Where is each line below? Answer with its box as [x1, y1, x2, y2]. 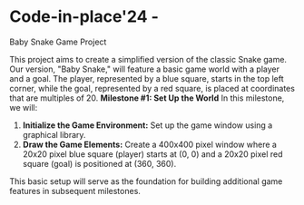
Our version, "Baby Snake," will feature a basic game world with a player [9, 63, 279, 74]
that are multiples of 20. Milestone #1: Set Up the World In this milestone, [9, 93, 285, 103]
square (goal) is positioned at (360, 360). [22, 158, 177, 169]
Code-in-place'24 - [9, 6, 159, 27]
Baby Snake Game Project [9, 36, 107, 47]
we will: [9, 102, 38, 112]
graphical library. [22, 129, 86, 140]
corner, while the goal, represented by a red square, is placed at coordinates [9, 83, 295, 93]
